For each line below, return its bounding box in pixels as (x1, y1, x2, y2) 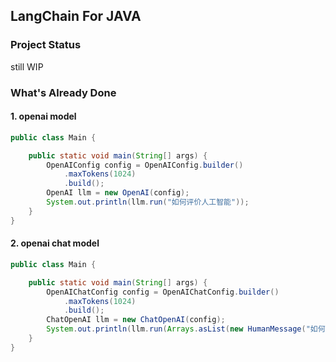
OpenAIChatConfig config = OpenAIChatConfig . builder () (46, 287, 280, 297)
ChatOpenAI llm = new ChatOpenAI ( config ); (46, 315, 226, 325)
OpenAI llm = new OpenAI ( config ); (46, 188, 190, 198)
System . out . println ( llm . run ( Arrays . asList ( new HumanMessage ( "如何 (46, 324, 326, 334)
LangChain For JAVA (10, 8, 142, 25)
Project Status (10, 38, 82, 52)
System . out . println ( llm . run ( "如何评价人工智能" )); (46, 197, 250, 208)
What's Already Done (10, 85, 117, 99)
